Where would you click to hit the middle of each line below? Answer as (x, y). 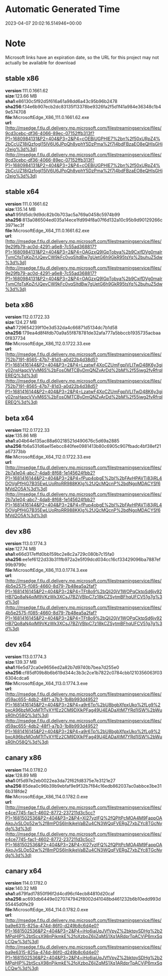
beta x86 (19, 305)
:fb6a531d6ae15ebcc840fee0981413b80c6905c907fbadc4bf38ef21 (91, 446)
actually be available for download (40, 63)
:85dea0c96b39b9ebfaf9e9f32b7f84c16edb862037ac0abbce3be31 (91, 786)
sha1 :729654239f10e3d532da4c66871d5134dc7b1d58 (61, 328)
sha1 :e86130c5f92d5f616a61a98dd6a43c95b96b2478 (61, 101)
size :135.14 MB (20, 209)
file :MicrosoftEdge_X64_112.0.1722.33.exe (48, 457)
